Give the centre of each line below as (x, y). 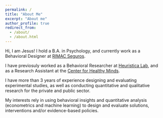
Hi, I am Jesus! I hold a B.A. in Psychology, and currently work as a (73, 51)
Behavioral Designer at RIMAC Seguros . (45, 56)
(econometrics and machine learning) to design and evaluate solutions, (77, 105)
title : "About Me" (24, 14)
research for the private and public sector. (48, 91)
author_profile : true (27, 23)
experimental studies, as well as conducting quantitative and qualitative (78, 85)
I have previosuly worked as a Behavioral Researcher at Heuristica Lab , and (82, 65)
